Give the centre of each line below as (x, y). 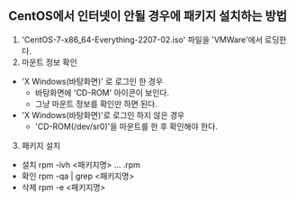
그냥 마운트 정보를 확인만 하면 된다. (96, 104)
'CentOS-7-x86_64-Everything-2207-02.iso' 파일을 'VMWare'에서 (142, 40)
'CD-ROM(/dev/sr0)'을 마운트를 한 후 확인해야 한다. (126, 126)
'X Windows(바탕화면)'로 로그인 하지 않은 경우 (103, 114)
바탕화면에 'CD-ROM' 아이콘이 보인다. (102, 92)
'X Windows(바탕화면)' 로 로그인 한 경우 (92, 81)
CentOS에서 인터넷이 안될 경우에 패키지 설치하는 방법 (148, 16)
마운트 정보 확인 (49, 62)
